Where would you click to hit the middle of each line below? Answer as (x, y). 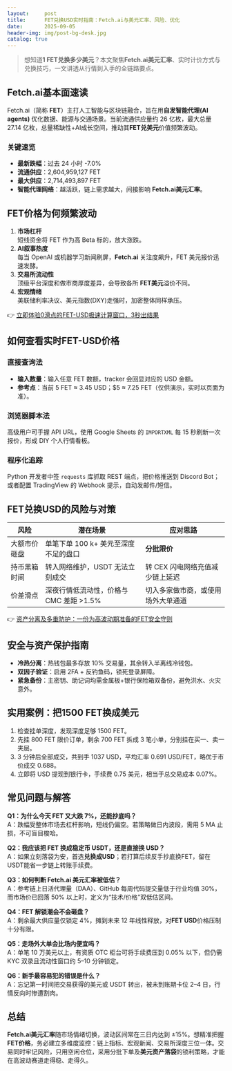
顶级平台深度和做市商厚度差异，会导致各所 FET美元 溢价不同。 (105, 283)
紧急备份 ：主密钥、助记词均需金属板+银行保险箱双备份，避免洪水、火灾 (119, 680)
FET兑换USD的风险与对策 (61, 509)
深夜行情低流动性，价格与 (87, 590)
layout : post (32, 13)
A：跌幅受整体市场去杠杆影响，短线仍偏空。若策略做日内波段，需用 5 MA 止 (115, 824)
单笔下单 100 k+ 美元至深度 (90, 544)
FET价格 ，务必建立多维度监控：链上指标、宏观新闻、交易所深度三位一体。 (113, 1043)
